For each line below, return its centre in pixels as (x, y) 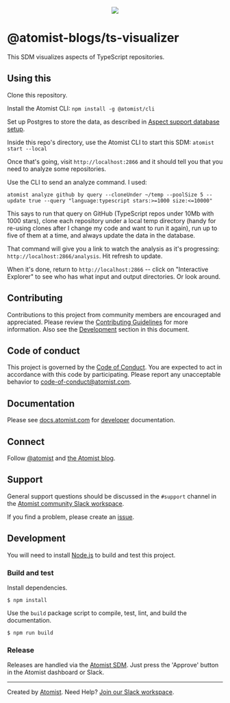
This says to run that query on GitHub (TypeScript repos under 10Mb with (111, 214)
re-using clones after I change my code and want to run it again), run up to (112, 228)
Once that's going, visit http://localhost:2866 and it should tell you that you (115, 161)
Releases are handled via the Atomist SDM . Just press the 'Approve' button (113, 665)
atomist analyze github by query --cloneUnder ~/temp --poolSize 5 (105, 195)
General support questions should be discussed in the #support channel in (112, 496)
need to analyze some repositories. (57, 169)
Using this (29, 79)
